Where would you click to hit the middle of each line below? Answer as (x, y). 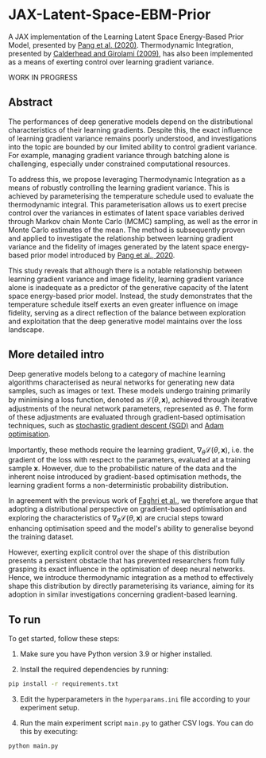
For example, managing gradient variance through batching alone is (119, 155)
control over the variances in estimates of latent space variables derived (126, 213)
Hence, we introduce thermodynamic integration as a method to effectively (131, 578)
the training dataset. (41, 537)
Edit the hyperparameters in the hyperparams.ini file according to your (135, 699)
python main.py (33, 746)
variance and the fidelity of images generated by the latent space (115, 246)
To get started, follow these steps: (64, 638)
